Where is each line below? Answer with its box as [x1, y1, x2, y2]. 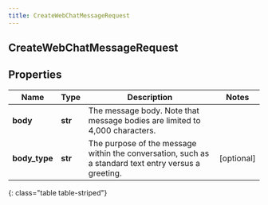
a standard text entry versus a [88, 157, 201, 168]
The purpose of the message [88, 137, 197, 149]
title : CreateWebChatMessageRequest [8, 11, 130, 20]
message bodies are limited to [88, 114, 201, 126]
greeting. [88, 168, 122, 179]
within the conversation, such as [88, 148, 210, 159]
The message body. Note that [88, 105, 199, 116]
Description [127, 91, 173, 102]
